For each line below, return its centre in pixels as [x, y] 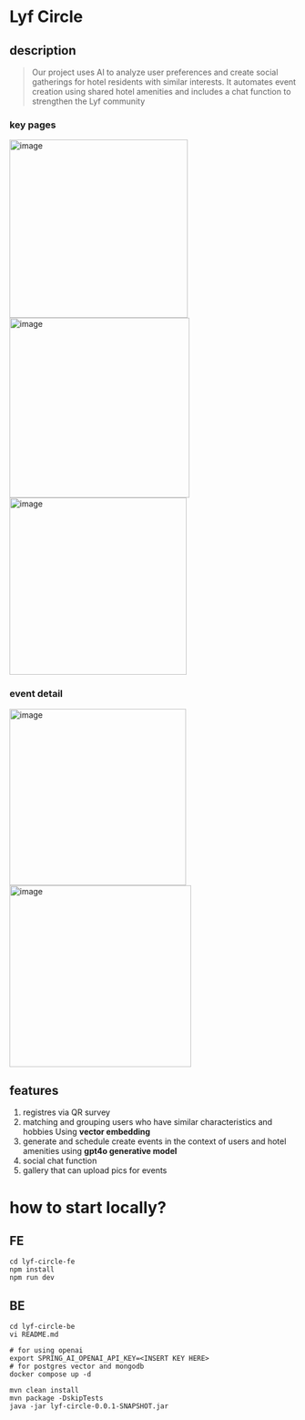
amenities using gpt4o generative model [100, 1151]
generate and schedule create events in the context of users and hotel [154, 1141]
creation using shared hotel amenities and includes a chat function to [161, 92]
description [43, 51]
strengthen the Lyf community [88, 101]
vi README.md [34, 1335]
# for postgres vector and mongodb [77, 1367]
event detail [36, 694]
